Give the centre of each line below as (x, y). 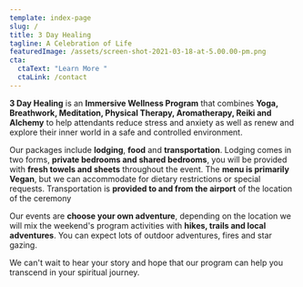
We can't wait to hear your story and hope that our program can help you (146, 262)
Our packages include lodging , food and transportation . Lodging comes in (151, 149)
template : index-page (50, 18)
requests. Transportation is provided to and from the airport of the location (151, 189)
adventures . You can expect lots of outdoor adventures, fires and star (141, 235)
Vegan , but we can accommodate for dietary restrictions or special (135, 179)
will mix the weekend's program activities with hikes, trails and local (138, 225)
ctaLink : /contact (53, 77)
